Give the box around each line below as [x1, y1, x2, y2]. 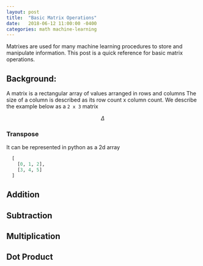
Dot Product [6, 252, 53, 262]
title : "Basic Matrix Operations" [6, 15, 97, 21]
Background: [6, 73, 57, 84]
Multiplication [6, 231, 61, 242]
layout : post [6, 9, 40, 15]
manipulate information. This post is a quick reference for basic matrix [6, 50, 183, 57]
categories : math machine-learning [6, 26, 97, 32]
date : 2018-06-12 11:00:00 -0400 [6, 20, 97, 26]
